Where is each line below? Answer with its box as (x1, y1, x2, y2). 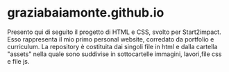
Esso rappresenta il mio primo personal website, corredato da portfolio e (7, 35, 214, 43)
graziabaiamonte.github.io (7, 5, 164, 21)
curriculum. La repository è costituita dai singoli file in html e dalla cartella (7, 42, 218, 51)
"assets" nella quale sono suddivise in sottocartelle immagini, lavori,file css (7, 50, 222, 58)
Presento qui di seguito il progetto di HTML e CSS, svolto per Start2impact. (7, 28, 221, 36)
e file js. (7, 57, 30, 65)
